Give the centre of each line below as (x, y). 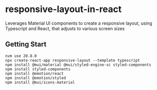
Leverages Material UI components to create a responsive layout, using (79, 23)
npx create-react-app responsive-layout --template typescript (73, 60)
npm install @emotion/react (35, 73)
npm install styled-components (38, 69)
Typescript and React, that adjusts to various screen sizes (65, 28)
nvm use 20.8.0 (21, 56)
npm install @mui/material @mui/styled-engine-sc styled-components (78, 65)
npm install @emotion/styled (36, 78)
